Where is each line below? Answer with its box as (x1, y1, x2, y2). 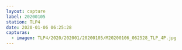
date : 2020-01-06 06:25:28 (6, 24, 72, 30)
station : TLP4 (6, 19, 41, 25)
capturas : (6, 30, 30, 36)
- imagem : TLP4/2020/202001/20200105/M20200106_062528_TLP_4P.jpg (11, 35, 177, 41)
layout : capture (6, 8, 46, 14)
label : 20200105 (6, 14, 46, 20)
